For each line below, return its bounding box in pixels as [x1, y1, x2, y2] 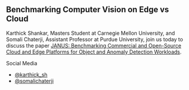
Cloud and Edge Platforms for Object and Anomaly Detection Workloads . [6, 48, 182, 55]
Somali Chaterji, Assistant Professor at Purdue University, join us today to [6, 35, 183, 43]
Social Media [6, 59, 38, 66]
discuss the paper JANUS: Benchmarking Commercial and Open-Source [6, 42, 182, 49]
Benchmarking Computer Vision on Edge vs [6, 5, 169, 15]
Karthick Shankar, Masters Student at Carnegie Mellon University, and [6, 29, 175, 36]
